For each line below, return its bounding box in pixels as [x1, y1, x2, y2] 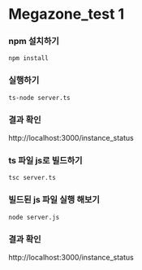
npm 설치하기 [8, 36, 59, 47]
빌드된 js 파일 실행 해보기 [8, 194, 100, 206]
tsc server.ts [8, 174, 57, 182]
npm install [8, 54, 49, 63]
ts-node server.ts [8, 94, 71, 102]
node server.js [8, 213, 60, 221]
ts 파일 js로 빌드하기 [8, 155, 83, 166]
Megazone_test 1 [8, 5, 125, 24]
